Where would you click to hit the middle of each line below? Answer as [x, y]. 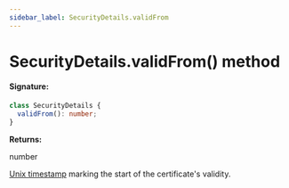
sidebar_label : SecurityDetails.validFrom [89, 17]
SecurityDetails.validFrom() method [145, 61]
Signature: [29, 86]
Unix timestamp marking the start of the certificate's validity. [120, 174]
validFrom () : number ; [57, 114]
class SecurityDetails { [55, 106]
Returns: [26, 139]
